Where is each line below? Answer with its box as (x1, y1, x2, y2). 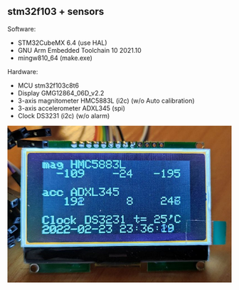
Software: (7, 24, 36, 33)
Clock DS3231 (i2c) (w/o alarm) (17, 111, 110, 120)
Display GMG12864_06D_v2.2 (17, 88, 105, 97)
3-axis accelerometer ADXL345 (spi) (17, 103, 126, 113)
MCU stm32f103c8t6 (17, 81, 80, 90)
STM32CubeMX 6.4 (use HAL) (17, 38, 108, 47)
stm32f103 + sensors (7, 6, 105, 18)
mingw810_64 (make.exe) (17, 53, 92, 62)
